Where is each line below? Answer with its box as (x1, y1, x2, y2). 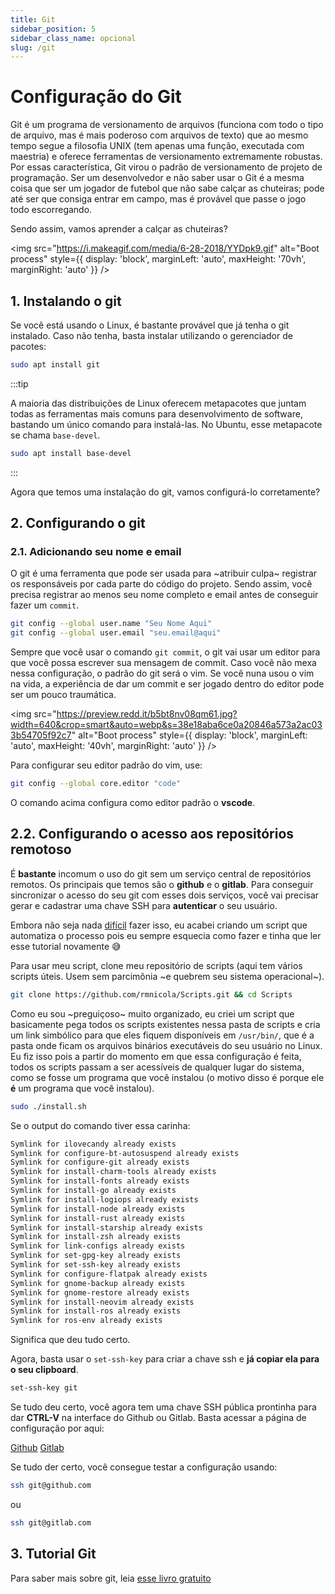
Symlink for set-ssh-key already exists (10, 1260, 182, 1270)
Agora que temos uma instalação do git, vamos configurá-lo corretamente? (10, 486, 321, 498)
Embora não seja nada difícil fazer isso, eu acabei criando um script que (10, 919, 308, 931)
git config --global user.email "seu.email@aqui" (10, 628, 222, 638)
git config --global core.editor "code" (10, 779, 182, 789)
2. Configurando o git (10, 515, 146, 532)
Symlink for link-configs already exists (10, 1241, 186, 1251)
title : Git (10, 14, 56, 25)
